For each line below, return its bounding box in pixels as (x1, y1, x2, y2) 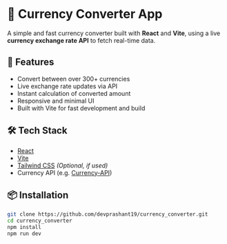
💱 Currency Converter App (7, 6, 163, 22)
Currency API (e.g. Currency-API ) (17, 168, 112, 176)
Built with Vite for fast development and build (17, 103, 146, 112)
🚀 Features (7, 57, 55, 68)
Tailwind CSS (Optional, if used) (17, 161, 108, 170)
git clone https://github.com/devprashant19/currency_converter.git (7, 211, 208, 218)
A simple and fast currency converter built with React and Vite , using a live (7, 29, 221, 37)
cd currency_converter (7, 217, 72, 225)
